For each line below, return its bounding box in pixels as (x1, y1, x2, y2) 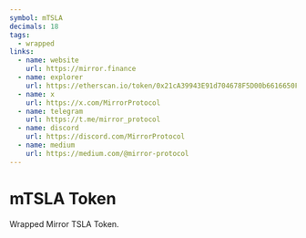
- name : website (17, 56, 79, 65)
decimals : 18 (9, 22, 59, 31)
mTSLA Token (9, 188, 117, 209)
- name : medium (17, 140, 76, 150)
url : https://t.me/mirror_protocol (25, 115, 161, 124)
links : (9, 47, 35, 57)
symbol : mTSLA (9, 13, 64, 23)
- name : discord (17, 124, 79, 133)
